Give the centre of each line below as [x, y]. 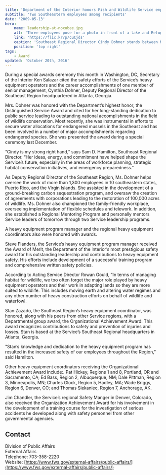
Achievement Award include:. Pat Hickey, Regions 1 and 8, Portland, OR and [82, 372]
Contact [18, 434]
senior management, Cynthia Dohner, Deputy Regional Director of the [76, 90]
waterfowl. [16, 301]
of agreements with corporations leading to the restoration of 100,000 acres [82, 199]
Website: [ [16, 462]
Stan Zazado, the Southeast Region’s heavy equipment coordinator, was [78, 311]
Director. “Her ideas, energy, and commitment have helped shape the [76, 157]
